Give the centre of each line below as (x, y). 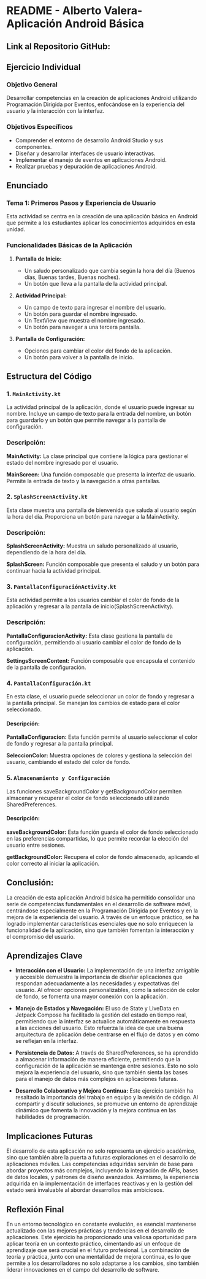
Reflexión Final (35, 1209)
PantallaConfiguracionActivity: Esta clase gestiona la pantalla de (90, 636)
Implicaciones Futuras (50, 1136)
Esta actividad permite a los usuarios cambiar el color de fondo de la (93, 600)
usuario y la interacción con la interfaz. (55, 111)
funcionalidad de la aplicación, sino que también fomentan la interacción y (100, 930)
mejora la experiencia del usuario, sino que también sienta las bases (101, 1072)
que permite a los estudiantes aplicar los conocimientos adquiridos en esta (101, 223)
